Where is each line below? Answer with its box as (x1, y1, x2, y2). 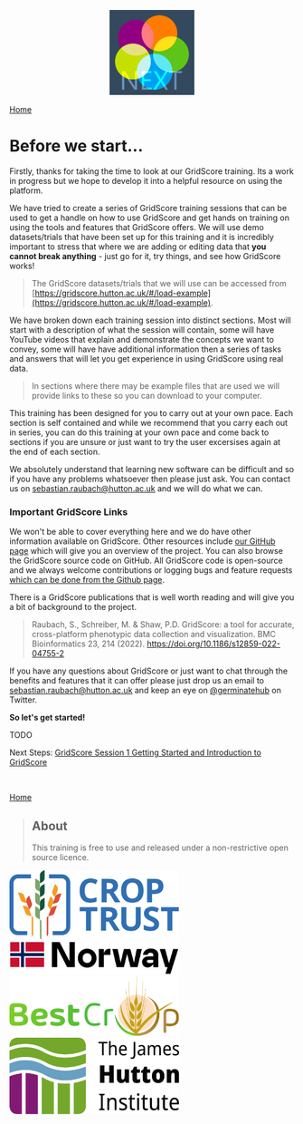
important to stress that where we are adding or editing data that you (9, 241, 267, 252)
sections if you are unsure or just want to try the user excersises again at (9, 436, 281, 447)
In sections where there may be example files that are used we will (31, 380, 280, 391)
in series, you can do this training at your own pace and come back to (9, 427, 270, 438)
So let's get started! (9, 712, 86, 723)
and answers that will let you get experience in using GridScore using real (9, 353, 284, 363)
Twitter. (9, 694, 38, 705)
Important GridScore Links (9, 505, 128, 518)
